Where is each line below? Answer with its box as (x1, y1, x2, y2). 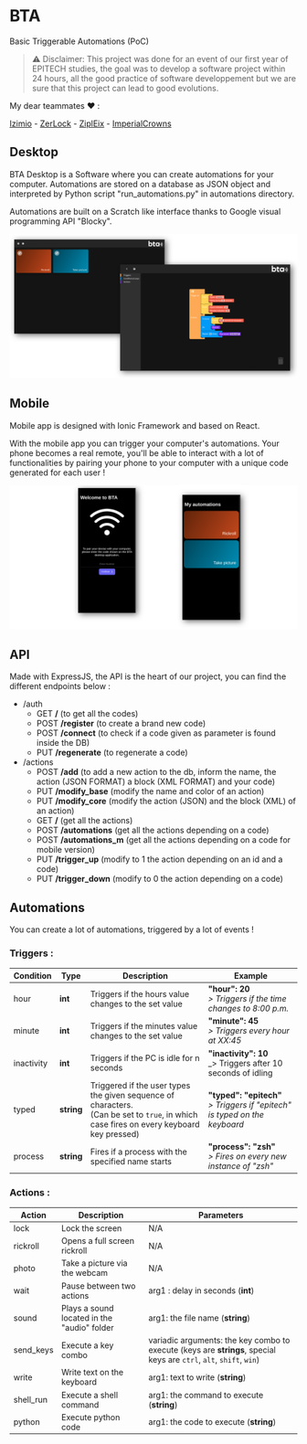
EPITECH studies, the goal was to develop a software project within (31, 63, 286, 74)
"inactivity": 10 (207, 1047, 269, 1058)
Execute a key (60, 1340, 114, 1351)
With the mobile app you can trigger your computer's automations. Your (9, 438, 281, 449)
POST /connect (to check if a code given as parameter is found (36, 727, 276, 738)
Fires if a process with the (90, 1146, 187, 1157)
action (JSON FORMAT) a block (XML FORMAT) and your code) (36, 776, 276, 787)
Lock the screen (60, 1222, 122, 1234)
